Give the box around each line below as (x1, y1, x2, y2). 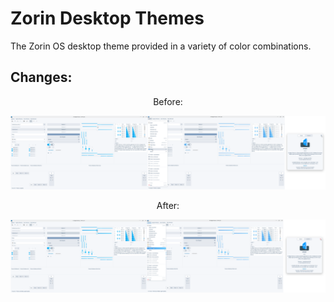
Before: (153, 95, 183, 107)
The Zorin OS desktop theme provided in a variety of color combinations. (10, 40, 312, 52)
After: (156, 199, 180, 211)
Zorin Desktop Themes (10, 7, 205, 30)
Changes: (10, 69, 73, 86)
